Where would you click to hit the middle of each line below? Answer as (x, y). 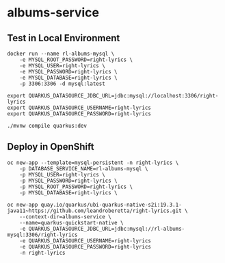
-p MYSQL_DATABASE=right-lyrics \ (68, 193)
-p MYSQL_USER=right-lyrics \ (63, 174)
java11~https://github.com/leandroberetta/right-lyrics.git (95, 211)
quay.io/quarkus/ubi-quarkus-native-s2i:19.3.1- (111, 205)
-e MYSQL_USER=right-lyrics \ (63, 66)
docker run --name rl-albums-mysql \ (61, 54)
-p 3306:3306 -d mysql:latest (63, 84)
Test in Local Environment (64, 38)
